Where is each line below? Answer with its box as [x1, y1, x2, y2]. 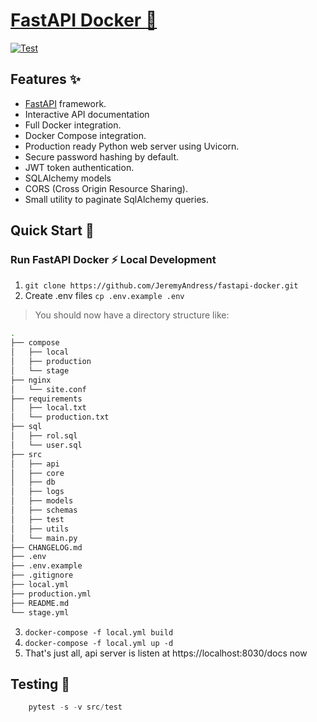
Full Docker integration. [24, 119, 122, 131]
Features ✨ [10, 71, 81, 88]
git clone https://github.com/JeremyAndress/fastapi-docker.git [24, 281, 299, 291]
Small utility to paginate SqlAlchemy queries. [24, 193, 210, 205]
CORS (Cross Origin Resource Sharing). [24, 182, 188, 194]
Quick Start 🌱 [10, 222, 95, 239]
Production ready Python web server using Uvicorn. [24, 140, 240, 152]
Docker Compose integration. [24, 129, 147, 141]
